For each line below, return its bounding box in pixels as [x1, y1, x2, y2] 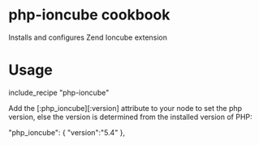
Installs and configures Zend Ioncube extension [8, 32, 168, 42]
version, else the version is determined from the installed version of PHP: [8, 112, 253, 122]
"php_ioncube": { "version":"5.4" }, [8, 127, 126, 137]
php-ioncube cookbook [8, 6, 171, 24]
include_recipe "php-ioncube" [8, 87, 110, 97]
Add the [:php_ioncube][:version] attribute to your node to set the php [8, 103, 242, 113]
